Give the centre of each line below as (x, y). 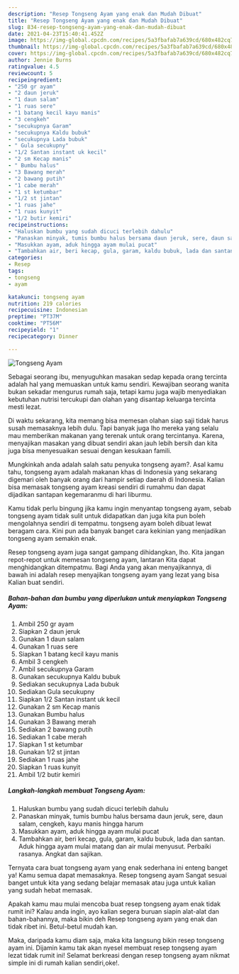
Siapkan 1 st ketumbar (51, 744)
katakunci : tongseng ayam (46, 297)
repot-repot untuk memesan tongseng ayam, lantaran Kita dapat (102, 559)
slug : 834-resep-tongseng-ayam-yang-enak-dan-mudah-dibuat (97, 27)
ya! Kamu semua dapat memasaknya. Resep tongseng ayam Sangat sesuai (118, 875)
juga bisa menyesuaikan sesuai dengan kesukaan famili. (90, 450)
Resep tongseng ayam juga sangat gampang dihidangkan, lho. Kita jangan (116, 552)
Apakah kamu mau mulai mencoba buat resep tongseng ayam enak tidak (115, 904)
